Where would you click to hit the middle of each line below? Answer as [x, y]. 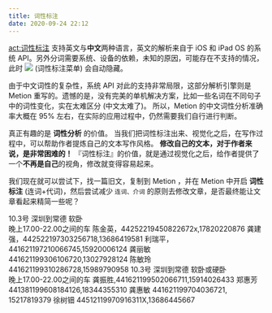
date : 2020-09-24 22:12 [49, 24]
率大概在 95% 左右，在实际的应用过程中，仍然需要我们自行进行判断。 [125, 115]
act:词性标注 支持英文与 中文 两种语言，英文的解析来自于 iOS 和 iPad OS [127, 48]
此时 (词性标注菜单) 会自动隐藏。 [68, 68]
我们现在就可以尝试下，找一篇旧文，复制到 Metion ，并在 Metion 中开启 [128, 180]
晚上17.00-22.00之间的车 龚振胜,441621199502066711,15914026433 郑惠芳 [133, 279]
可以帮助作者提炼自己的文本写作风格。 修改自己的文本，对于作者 [137, 143]
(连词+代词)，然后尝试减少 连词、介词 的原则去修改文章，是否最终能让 [139, 191]
